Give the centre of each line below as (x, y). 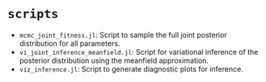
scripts (33, 14)
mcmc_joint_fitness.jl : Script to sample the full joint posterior (123, 35)
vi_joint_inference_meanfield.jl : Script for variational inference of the (139, 51)
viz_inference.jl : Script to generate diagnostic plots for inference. (131, 69)
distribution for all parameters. (70, 43)
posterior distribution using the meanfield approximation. (114, 60)
